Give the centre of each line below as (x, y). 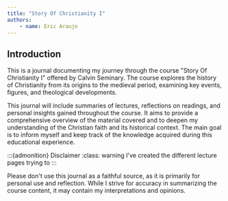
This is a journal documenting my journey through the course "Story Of (107, 71)
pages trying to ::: (32, 163)
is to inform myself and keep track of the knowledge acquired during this (110, 135)
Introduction (34, 54)
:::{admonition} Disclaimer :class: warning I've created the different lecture (112, 156)
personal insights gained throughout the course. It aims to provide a (103, 113)
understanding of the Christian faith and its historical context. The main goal (114, 128)
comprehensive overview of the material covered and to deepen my (103, 120)
